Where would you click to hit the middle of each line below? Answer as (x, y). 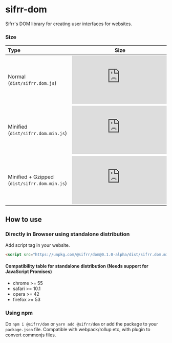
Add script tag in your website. (38, 245)
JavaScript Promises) (29, 272)
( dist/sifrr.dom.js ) (32, 83)
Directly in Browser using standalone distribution (68, 234)
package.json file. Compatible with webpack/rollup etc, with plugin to (78, 330)
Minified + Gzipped (31, 177)
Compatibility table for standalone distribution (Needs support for (77, 266)
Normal (17, 77)
